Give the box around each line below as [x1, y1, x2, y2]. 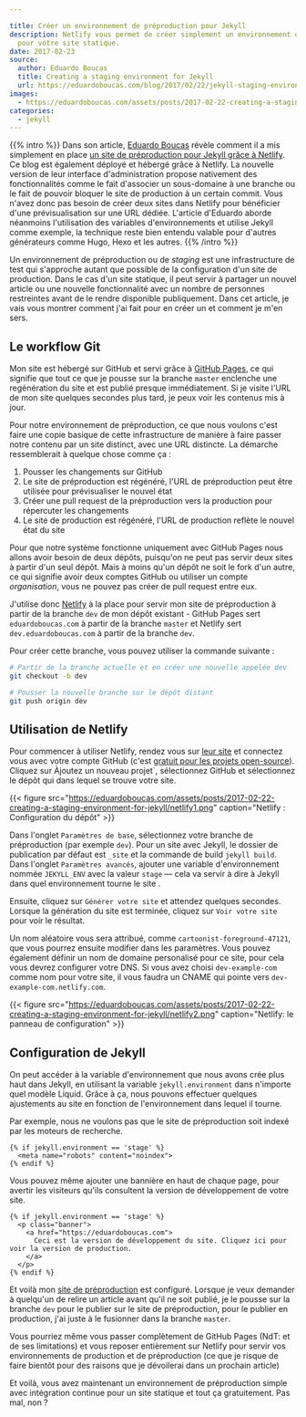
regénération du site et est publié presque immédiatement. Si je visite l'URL [9, 382, 291, 393]
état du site [22, 525, 66, 536]
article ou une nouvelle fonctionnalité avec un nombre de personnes [9, 284, 266, 295]
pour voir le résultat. [9, 915, 86, 926]
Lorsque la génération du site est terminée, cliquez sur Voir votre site [9, 905, 278, 917]
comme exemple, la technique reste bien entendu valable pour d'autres [9, 227, 277, 238]
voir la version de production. [9, 1245, 132, 1254]
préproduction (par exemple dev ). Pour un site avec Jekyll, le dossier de [9, 839, 279, 850]
